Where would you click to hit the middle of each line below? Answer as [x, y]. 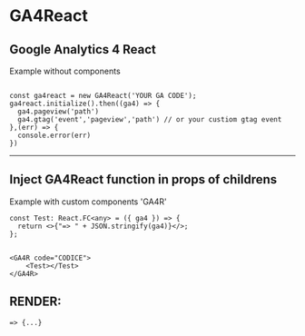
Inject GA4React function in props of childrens [143, 179]
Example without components [65, 71]
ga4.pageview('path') [59, 112]
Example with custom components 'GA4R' [88, 202]
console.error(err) [54, 135]
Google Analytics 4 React [83, 49]
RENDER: [35, 302]
